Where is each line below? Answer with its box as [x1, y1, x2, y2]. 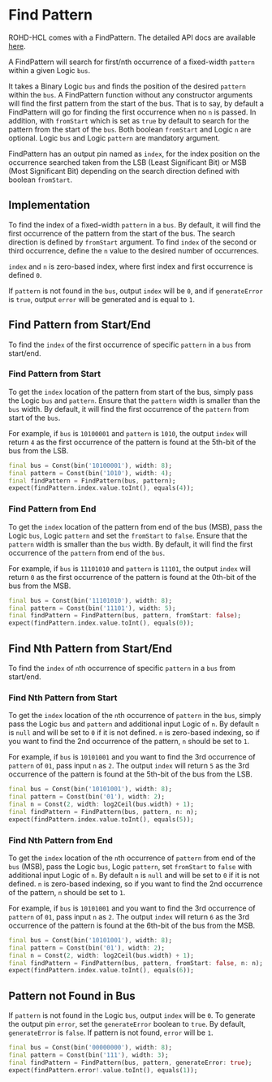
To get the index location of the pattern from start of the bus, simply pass [8, 387, 254, 396]
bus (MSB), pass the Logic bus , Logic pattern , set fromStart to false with [8, 861, 253, 871]
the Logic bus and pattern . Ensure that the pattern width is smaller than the [8, 396, 261, 405]
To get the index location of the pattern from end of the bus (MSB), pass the [8, 522, 263, 531]
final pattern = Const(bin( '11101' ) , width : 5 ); [8, 604, 176, 612]
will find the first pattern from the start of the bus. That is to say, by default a [8, 98, 264, 108]
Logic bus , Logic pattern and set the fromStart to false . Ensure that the [8, 530, 248, 540]
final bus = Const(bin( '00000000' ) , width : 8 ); [8, 1044, 173, 1052]
